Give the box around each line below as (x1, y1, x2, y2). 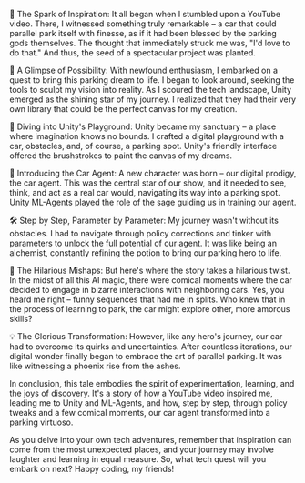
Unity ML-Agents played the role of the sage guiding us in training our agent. (9, 196, 297, 207)
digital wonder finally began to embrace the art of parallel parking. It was (9, 351, 282, 361)
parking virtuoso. (9, 417, 74, 428)
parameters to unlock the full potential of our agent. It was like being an (9, 237, 278, 248)
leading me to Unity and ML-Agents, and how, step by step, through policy (9, 397, 288, 408)
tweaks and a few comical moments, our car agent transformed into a (9, 408, 270, 418)
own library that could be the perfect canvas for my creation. (9, 104, 238, 114)
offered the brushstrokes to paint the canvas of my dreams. (9, 150, 233, 161)
